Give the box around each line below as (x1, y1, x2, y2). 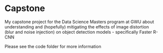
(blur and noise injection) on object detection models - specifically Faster (4, 29, 152, 35)
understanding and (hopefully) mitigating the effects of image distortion (4, 24, 149, 29)
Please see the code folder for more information (4, 43, 101, 49)
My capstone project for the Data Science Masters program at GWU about (4, 19, 155, 25)
